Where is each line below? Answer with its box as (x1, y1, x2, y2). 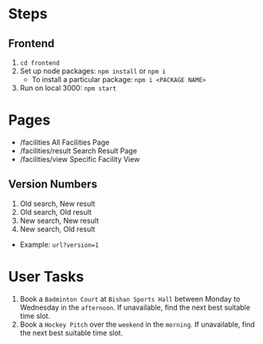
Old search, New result (19, 199, 96, 208)
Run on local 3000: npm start (19, 83, 117, 93)
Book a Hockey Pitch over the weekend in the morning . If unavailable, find (19, 319, 255, 329)
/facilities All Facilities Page (19, 137, 110, 147)
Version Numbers (8, 177, 98, 192)
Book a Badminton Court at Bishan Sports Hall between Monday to (19, 294, 241, 303)
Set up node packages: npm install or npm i (19, 66, 166, 76)
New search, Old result (19, 224, 96, 234)
